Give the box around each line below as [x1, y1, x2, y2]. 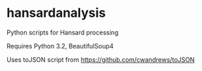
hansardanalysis [6, 5, 106, 21]
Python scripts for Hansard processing [6, 28, 119, 37]
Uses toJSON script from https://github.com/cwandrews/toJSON [6, 55, 195, 64]
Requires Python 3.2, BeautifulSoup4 [6, 41, 114, 50]
